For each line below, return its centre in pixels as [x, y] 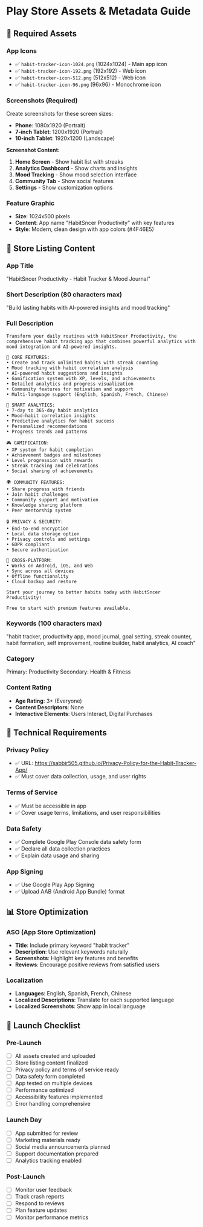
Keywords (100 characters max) [54, 623]
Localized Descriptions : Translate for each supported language [94, 1000]
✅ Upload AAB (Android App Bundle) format [70, 892]
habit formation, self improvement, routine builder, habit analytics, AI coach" [101, 643]
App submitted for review [47, 1133]
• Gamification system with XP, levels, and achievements [81, 378]
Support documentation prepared [56, 1154]
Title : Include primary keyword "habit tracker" [72, 945]
